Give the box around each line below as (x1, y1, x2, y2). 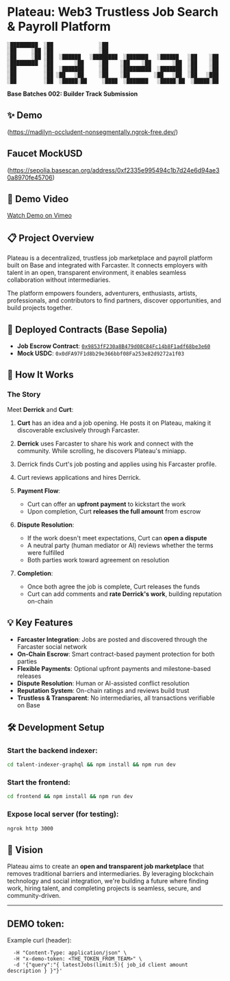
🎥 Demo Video (7, 193, 69, 205)
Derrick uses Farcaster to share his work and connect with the (16, 439, 194, 448)
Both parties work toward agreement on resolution (27, 555, 170, 564)
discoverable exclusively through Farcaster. (16, 426, 140, 434)
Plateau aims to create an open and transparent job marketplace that (7, 862, 204, 870)
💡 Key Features (7, 617, 73, 629)
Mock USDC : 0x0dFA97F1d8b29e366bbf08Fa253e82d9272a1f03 (16, 349, 185, 357)
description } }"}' (7, 967, 63, 975)
